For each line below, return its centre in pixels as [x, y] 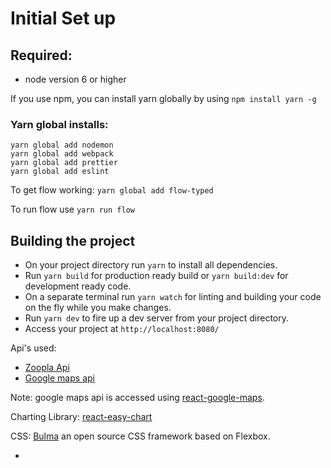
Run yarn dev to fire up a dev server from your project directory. [156, 318]
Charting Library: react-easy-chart [81, 417]
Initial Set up [63, 18]
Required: [41, 55]
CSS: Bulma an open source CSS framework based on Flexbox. [140, 436]
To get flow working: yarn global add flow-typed [112, 190]
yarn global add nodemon [62, 145]
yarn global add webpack [62, 154]
